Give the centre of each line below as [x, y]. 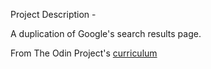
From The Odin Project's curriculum [84, 53]
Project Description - [53, 14]
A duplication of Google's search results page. [106, 33]
